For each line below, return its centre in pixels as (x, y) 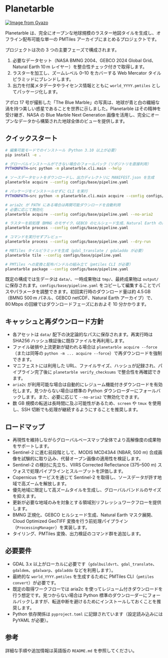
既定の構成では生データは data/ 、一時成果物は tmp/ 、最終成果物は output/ (82, 279)
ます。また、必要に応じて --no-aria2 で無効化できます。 (84, 397)
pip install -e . (23, 155)
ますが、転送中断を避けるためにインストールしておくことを (95, 601)
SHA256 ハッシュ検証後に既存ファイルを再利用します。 (69, 341)
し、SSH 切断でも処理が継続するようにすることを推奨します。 (76, 410)
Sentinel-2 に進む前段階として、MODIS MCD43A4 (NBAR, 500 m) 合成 (85, 452)
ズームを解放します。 (47, 484)
